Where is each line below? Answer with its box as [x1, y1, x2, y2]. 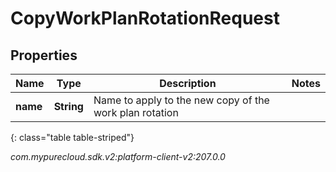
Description [159, 77, 217, 90]
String [53, 100, 84, 113]
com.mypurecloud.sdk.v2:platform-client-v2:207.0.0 [10, 151, 226, 162]
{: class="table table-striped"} [10, 132, 135, 143]
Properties [10, 47, 78, 64]
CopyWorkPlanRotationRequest [10, 7, 280, 30]
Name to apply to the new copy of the [93, 93, 270, 107]
